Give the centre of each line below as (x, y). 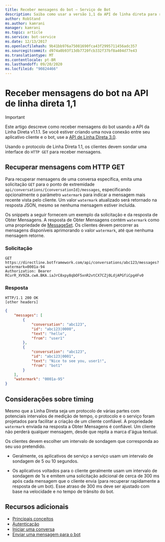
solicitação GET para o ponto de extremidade (50, 184)
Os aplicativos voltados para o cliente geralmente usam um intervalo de (85, 471)
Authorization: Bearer (28, 271)
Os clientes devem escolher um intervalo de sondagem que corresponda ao (82, 441)
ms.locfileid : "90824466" (31, 69)
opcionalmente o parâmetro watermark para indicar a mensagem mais (75, 195)
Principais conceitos (33, 518)
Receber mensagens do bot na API (77, 93)
